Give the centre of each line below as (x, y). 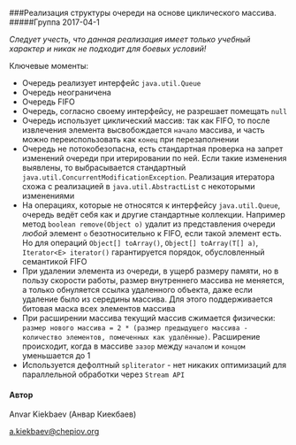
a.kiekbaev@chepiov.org (54, 432)
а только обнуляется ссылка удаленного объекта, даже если (137, 290)
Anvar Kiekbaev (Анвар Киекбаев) (73, 414)
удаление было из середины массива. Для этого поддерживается (148, 299)
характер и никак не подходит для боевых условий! (108, 49)
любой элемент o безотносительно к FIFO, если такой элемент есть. (152, 233)
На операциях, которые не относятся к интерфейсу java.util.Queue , (151, 205)
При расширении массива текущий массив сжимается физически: (148, 318)
